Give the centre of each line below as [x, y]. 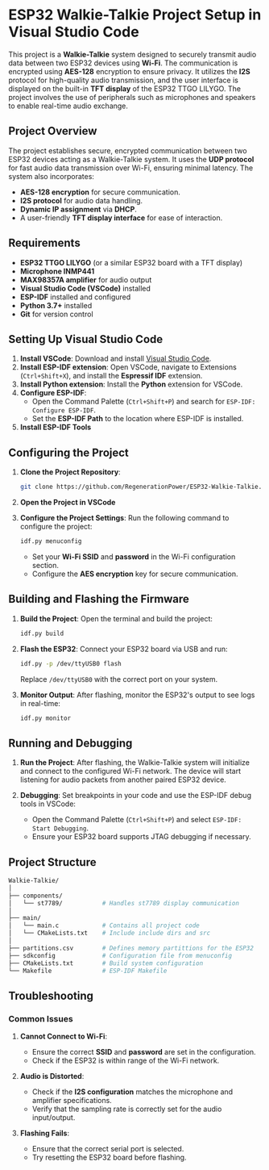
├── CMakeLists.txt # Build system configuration [106, 963]
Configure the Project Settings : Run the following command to [124, 518]
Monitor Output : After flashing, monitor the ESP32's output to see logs [137, 695]
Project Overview [53, 131]
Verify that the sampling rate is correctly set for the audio [127, 1109]
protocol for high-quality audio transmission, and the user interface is [124, 80]
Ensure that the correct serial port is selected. [108, 1149]
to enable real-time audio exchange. [68, 106]
